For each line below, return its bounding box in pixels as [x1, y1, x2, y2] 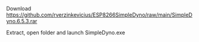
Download [6, 5, 32, 12]
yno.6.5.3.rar [6, 18, 38, 24]
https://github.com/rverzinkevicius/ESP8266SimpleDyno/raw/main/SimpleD [6, 11, 193, 18]
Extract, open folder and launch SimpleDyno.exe [6, 29, 125, 36]
